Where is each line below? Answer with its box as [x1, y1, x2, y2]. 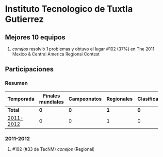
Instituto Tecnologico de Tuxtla [5, 3, 133, 15]
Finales [43, 92, 60, 99]
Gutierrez [5, 14, 44, 25]
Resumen [5, 80, 28, 87]
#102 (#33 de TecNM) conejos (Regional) [12, 146, 95, 152]
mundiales [39, 98, 64, 105]
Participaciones [5, 65, 54, 73]
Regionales [106, 95, 133, 102]
